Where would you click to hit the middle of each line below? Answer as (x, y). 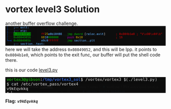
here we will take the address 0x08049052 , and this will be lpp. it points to (81, 50)
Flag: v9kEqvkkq (22, 101)
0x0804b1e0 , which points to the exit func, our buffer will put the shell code (83, 55)
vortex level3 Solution (53, 9)
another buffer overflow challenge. (41, 23)
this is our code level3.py (32, 70)
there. (11, 60)
